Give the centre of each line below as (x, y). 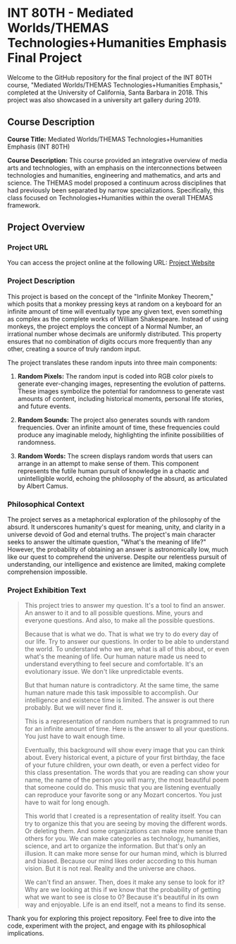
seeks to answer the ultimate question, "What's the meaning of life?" (107, 542)
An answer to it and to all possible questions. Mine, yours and (114, 613)
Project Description (41, 281)
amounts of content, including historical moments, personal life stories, (120, 398)
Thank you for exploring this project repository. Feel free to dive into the (112, 919)
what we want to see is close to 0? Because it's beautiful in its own (122, 897)
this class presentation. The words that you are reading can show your (127, 773)
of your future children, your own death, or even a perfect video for (122, 765)
